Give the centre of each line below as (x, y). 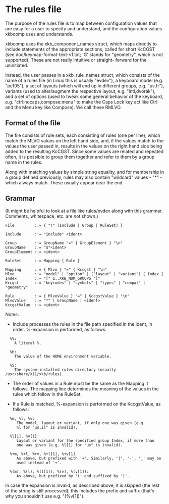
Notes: (12, 314)
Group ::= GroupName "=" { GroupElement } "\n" (64, 243)
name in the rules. (24, 162)
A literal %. (28, 343)
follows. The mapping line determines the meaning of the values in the (86, 389)
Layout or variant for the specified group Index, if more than (86, 440)
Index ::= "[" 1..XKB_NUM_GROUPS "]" (53, 278)
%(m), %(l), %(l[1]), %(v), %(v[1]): (49, 471)
